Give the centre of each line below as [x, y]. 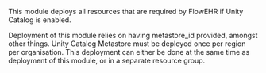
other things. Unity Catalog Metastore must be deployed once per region [127, 44]
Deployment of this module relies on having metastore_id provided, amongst [133, 35]
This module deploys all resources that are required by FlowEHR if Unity [126, 12]
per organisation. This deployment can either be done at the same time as [129, 52]
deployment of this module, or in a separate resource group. [107, 60]
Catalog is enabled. [40, 20]
